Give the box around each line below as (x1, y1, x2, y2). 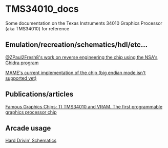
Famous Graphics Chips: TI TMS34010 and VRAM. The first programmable (5, 103, 163, 109)
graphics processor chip (5, 109, 57, 115)
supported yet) (5, 75, 37, 81)
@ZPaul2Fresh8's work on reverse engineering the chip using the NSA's (5, 54, 158, 60)
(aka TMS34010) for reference (5, 25, 70, 31)
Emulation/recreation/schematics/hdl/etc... (5, 41, 148, 49)
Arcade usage (5, 124, 51, 133)
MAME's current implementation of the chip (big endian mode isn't (5, 69, 146, 76)
